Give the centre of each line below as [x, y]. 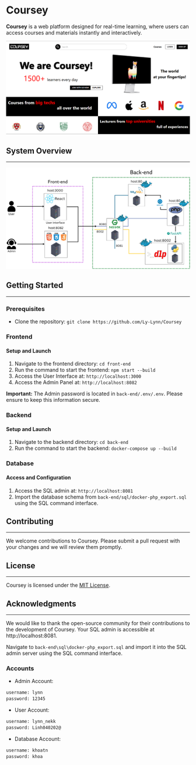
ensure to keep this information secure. [53, 400]
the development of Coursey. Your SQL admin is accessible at [80, 629]
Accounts [20, 668]
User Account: [32, 710]
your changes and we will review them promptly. [64, 547]
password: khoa [24, 756]
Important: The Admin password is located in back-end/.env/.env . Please [94, 394]
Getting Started [35, 286]
